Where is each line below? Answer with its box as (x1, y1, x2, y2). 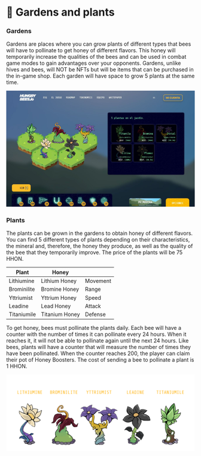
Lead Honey (41, 302, 71, 309)
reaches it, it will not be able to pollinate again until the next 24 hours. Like (6, 336, 189, 344)
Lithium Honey (41, 278, 77, 285)
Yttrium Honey (41, 294, 77, 301)
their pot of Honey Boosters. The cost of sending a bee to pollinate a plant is (6, 356, 194, 363)
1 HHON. (6, 362, 28, 369)
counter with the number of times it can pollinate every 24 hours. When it (6, 330, 187, 338)
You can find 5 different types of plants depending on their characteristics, (6, 236, 190, 243)
